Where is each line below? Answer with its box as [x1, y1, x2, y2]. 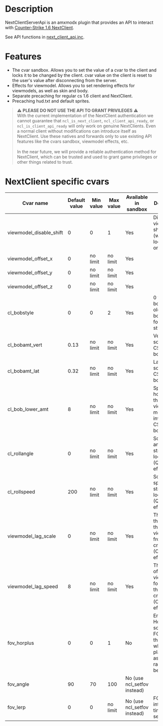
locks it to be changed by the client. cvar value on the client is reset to [12, 72, 152, 78]
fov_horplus [7, 640, 34, 646]
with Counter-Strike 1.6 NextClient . [5, 24, 74, 30]
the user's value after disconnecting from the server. [12, 77, 117, 83]
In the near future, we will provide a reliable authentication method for [16, 149, 157, 154]
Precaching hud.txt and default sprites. [12, 98, 90, 104]
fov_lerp [7, 704, 26, 710]
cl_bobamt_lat [7, 368, 40, 374]
